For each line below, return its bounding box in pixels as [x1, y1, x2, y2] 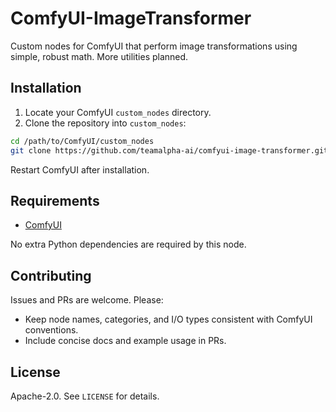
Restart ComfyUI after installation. [10, 163, 150, 176]
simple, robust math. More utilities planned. [10, 50, 189, 62]
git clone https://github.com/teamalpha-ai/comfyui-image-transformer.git [10, 145, 329, 156]
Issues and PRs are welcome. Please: [10, 294, 164, 306]
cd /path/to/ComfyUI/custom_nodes [10, 136, 155, 146]
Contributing [10, 267, 92, 284]
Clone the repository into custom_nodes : [24, 117, 187, 129]
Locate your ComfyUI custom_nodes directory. [24, 106, 212, 118]
